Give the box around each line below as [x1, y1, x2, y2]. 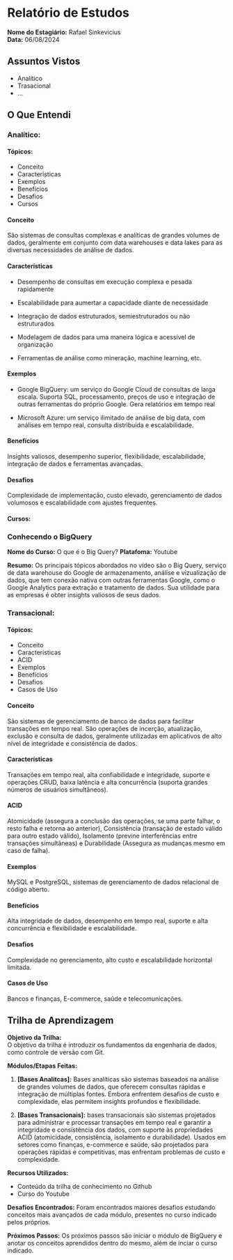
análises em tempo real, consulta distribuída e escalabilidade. [17, 420, 194, 429]
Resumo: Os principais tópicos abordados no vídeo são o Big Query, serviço [7, 561, 227, 569]
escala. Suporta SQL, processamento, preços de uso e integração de [17, 392, 216, 401]
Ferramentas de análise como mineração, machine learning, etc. [17, 353, 202, 362]
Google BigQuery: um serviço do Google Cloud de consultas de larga [17, 385, 216, 393]
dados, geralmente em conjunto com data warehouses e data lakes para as [7, 238, 223, 247]
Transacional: [7, 608, 55, 618]
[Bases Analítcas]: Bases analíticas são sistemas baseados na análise [17, 1075, 219, 1083]
